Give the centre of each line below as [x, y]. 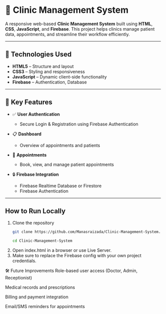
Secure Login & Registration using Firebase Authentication [79, 124]
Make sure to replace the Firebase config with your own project [77, 256]
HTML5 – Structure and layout [43, 66]
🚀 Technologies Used [38, 55]
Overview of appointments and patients [60, 145]
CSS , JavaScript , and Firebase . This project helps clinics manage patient [80, 29]
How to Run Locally [35, 211]
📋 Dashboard [27, 134]
